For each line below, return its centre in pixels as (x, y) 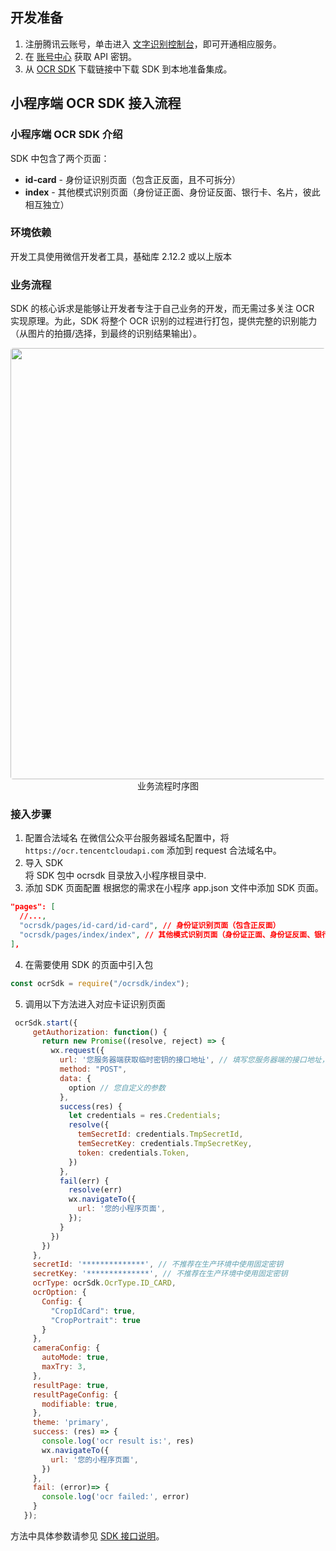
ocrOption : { (59, 1293)
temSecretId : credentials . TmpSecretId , (160, 1134)
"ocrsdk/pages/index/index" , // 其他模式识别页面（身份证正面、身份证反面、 (167, 935)
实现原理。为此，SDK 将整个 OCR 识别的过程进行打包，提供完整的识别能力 (164, 321)
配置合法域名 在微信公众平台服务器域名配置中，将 (127, 838)
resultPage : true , (71, 1385)
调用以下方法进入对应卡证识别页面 (95, 1004)
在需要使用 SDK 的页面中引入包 (89, 964)
